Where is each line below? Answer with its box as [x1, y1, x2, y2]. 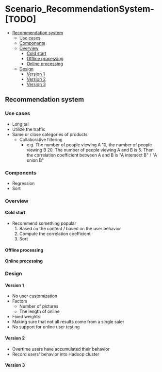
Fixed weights [12, 314, 40, 320]
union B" [26, 157, 44, 163]
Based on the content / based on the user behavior [19, 226, 121, 232]
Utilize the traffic [12, 126, 46, 132]
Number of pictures [19, 304, 59, 309]
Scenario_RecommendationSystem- [5, 3, 154, 15]
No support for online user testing [12, 324, 80, 330]
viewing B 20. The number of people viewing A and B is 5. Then [26, 147, 154, 152]
